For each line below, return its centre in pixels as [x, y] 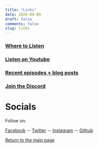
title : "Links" [21, 10]
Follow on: [16, 120]
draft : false [19, 19]
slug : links [17, 28]
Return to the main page [30, 140]
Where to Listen [25, 46]
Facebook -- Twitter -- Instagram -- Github [49, 130]
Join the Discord [25, 86]
